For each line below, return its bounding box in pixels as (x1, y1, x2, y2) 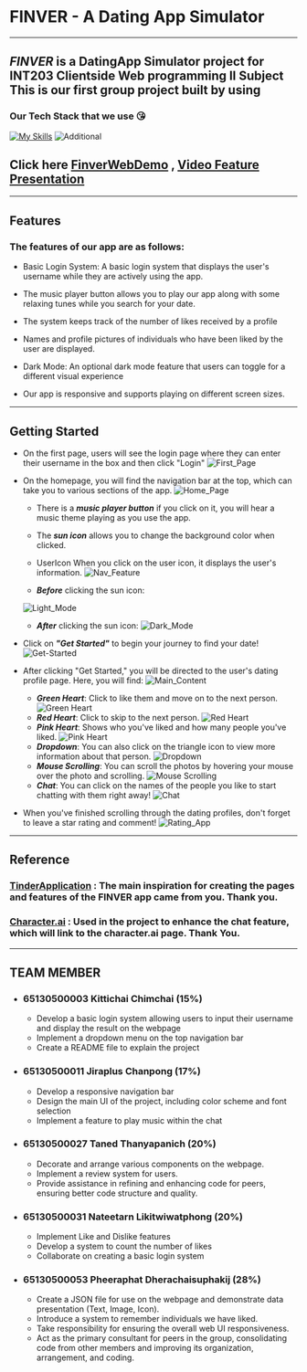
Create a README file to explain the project (36, 1042, 200, 1053)
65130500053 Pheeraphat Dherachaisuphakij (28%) (22, 1273, 262, 1286)
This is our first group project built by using (9, 82, 261, 98)
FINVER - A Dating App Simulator (9, 6, 265, 27)
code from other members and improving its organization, (36, 1343, 254, 1354)
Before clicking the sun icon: (36, 585, 145, 596)
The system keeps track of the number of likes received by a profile (22, 316, 279, 327)
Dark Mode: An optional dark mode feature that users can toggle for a (22, 361, 286, 372)
